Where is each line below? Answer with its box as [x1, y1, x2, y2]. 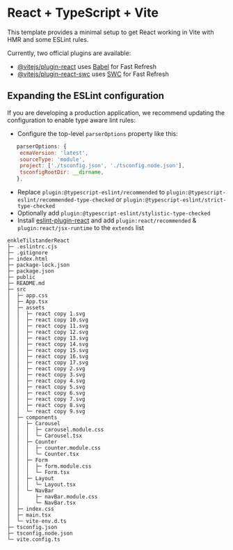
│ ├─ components [7, 414, 58, 421]
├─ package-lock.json [7, 261, 70, 268]
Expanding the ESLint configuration [7, 90, 165, 102]
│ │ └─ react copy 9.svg [7, 408, 86, 415]
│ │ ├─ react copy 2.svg [7, 365, 86, 372]
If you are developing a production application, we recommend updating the [7, 108, 225, 116]
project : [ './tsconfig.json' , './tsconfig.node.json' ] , [19, 162, 186, 169]
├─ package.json [7, 268, 54, 275]
